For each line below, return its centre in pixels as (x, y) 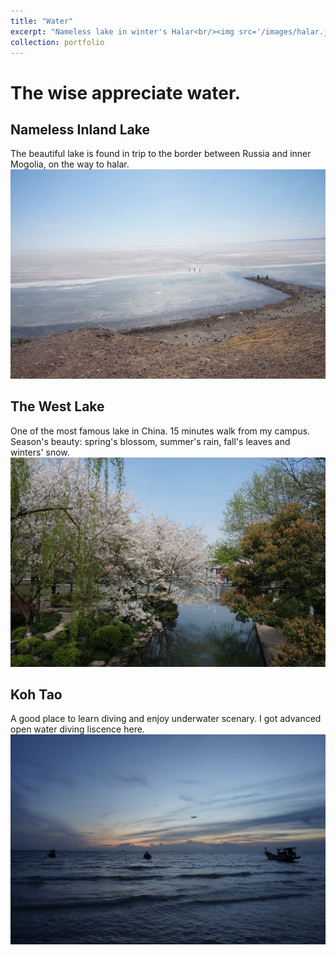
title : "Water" (42, 21)
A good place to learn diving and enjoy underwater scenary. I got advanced (166, 719)
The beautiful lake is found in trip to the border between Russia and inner (161, 154)
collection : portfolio (57, 42)
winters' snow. (40, 452)
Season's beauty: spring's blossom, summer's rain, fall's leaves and (150, 441)
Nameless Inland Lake (80, 129)
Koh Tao (36, 694)
